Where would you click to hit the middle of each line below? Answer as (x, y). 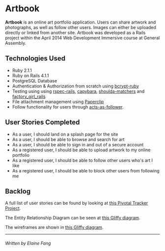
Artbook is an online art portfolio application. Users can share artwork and (81, 22)
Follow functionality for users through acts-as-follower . (68, 107)
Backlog (18, 191)
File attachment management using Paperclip (58, 102)
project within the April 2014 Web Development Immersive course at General (82, 38)
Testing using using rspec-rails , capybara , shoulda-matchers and (78, 91)
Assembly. (16, 43)
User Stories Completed (42, 123)
